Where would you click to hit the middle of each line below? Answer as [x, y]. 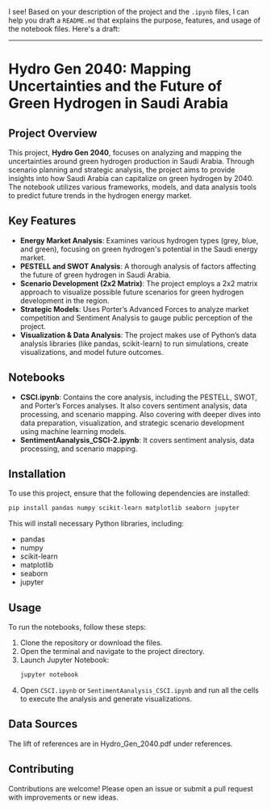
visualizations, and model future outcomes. [92, 352]
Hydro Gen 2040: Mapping [100, 69]
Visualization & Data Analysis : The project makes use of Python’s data [138, 335]
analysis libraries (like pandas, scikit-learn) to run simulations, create [134, 344]
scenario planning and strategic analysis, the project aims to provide [122, 170]
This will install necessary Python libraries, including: [96, 524]
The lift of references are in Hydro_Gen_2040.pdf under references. [121, 744]
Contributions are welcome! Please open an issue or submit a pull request [131, 788]
